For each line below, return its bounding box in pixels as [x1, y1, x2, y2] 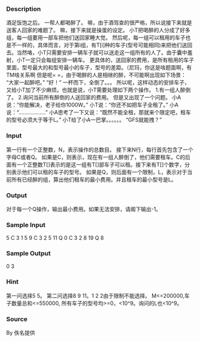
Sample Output [6, 249, 51, 258]
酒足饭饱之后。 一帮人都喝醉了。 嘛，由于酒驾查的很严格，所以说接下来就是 [6, 19, 192, 26]
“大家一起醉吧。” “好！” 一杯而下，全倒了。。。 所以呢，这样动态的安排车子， [6, 79, 190, 86]
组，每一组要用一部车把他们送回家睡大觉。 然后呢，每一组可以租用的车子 [6, 34, 186, 41]
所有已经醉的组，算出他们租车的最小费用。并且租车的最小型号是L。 [11, 176, 177, 183]
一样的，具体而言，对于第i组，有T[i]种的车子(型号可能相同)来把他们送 [16, 41, 187, 49]
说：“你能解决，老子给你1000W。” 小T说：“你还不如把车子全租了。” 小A [6, 101, 179, 109]
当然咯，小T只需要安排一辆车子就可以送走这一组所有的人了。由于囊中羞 [16, 49, 193, 56]
